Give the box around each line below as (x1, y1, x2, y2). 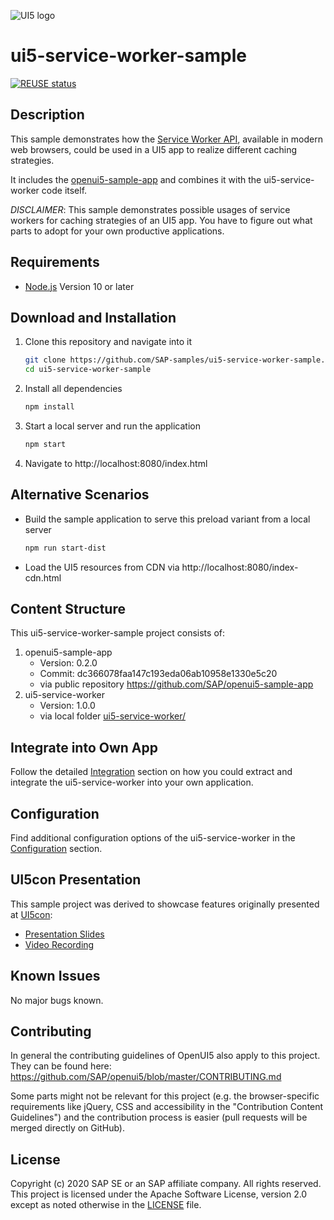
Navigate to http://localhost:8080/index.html (24, 457, 208, 469)
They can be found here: (10, 1060, 112, 1072)
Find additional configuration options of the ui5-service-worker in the (10, 832, 296, 844)
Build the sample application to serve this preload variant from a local (24, 513, 311, 525)
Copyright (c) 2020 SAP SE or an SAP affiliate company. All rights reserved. (10, 1178, 322, 1190)
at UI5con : (10, 908, 53, 920)
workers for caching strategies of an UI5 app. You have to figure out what (10, 214, 313, 226)
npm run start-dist (24, 543, 107, 553)
